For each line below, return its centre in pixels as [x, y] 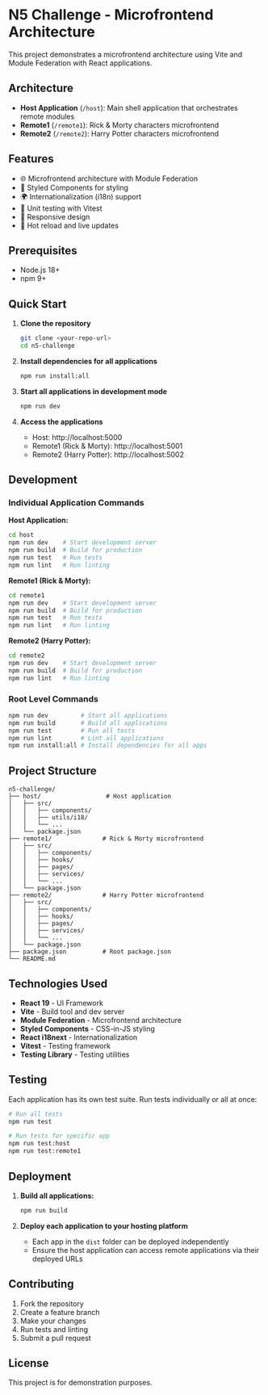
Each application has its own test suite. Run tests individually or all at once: [133, 1099]
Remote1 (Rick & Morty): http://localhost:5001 [107, 446]
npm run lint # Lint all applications [86, 738]
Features [31, 159]
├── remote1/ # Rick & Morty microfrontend [106, 839]
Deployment [40, 1176]
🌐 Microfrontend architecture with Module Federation [109, 178]
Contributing [41, 1284]
